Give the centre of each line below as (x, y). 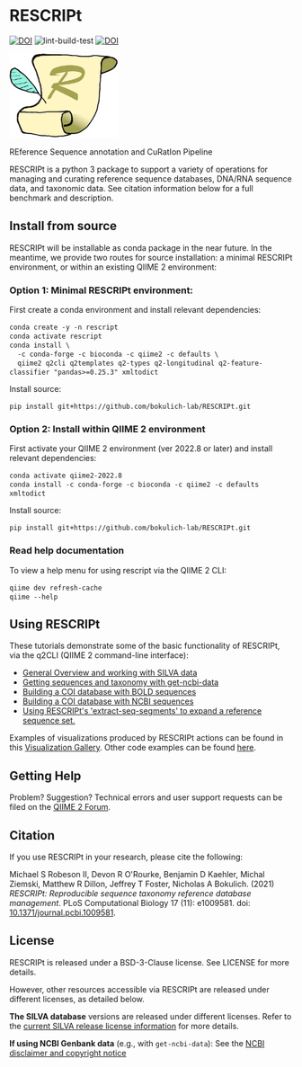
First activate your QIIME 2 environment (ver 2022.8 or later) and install (141, 449)
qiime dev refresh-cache (56, 588)
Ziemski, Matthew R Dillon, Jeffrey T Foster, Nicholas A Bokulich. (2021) (142, 884)
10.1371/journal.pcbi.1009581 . (63, 912)
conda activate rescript (56, 337)
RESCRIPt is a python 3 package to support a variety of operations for (138, 169)
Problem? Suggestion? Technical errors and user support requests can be (146, 797)
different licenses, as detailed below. (77, 999)
